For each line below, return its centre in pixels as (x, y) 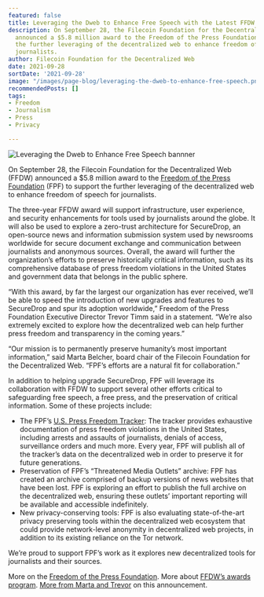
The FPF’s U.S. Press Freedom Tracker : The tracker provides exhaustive (136, 420)
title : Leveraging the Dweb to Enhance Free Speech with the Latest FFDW (132, 23)
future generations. (51, 462)
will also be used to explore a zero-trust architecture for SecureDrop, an (125, 226)
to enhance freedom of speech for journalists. (82, 194)
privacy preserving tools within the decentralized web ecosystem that (132, 521)
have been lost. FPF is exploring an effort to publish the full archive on (133, 487)
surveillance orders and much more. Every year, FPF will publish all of (132, 445)
